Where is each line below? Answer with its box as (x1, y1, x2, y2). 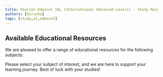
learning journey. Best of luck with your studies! (5, 66, 100, 73)
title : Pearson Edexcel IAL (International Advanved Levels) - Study (5, 7, 149, 12)
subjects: (5, 52, 23, 58)
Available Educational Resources (5, 34, 107, 42)
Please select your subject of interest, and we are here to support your (5, 62, 147, 67)
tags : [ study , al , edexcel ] (5, 16, 57, 21)
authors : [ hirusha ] (5, 12, 45, 16)
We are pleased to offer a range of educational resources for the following (5, 47, 153, 53)
